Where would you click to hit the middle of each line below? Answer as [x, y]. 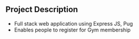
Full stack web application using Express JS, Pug [73, 23]
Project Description [42, 10]
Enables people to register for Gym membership [72, 30]
